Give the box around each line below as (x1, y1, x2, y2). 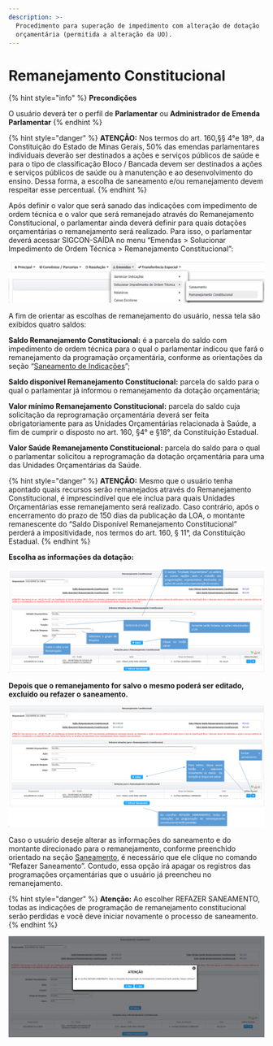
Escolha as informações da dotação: (8, 553, 134, 562)
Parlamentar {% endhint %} (8, 118, 103, 128)
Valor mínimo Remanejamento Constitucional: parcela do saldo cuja (8, 401, 240, 411)
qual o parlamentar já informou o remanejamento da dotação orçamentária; (8, 386, 260, 396)
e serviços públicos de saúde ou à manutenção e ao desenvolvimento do (8, 167, 253, 178)
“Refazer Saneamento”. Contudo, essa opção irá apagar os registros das (8, 862, 251, 871)
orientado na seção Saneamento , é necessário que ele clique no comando (8, 853, 258, 862)
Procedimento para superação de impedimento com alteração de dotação (15, 21, 260, 30)
